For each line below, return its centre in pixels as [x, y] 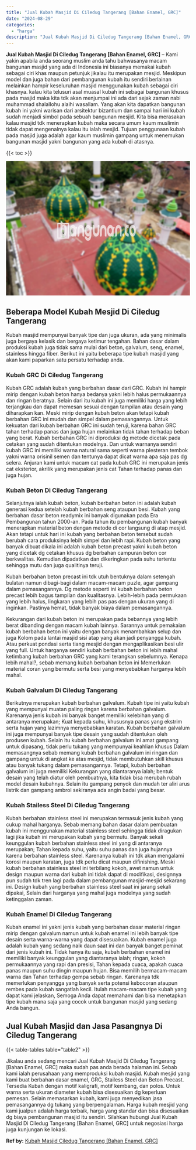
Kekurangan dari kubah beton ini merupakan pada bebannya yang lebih [92, 619]
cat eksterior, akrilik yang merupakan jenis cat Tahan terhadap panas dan [94, 469]
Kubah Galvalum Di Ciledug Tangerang [62, 690]
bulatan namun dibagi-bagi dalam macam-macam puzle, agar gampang [92, 583]
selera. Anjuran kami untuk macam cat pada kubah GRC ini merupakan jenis [97, 462]
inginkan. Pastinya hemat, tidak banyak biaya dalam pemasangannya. [90, 608]
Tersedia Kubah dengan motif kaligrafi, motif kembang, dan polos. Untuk [93, 1086]
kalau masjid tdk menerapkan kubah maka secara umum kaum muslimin [92, 123]
